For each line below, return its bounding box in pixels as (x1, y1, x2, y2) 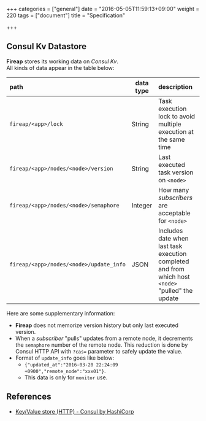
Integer (131, 201, 153, 209)
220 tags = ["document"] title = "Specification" (6, 12, 126, 19)
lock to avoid (158, 112, 195, 120)
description (158, 82, 193, 91)
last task (158, 242, 183, 250)
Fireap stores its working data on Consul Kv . (6, 58, 118, 65)
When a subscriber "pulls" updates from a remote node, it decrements (15, 334, 193, 342)
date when (158, 234, 189, 242)
